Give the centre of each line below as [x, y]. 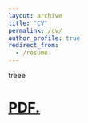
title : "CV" [28, 23]
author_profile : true [44, 38]
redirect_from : [34, 46]
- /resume [32, 53]
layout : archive [35, 16]
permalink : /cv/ [35, 30]
